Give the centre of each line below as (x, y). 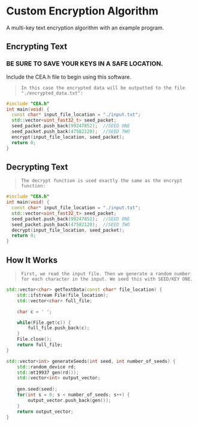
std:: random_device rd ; (47, 367)
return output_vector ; (45, 412)
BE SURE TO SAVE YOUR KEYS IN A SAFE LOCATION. (85, 64)
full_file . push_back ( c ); (59, 328)
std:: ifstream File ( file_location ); (63, 295)
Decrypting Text (37, 167)
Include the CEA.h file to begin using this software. (69, 77)
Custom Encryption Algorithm (82, 11)
